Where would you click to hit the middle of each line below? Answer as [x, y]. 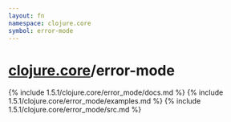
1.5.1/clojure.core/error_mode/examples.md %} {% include [105, 101]
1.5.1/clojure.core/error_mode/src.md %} [75, 110]
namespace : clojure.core [50, 23]
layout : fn [26, 16]
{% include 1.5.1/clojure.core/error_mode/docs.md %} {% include [116, 92]
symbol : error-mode [41, 31]
